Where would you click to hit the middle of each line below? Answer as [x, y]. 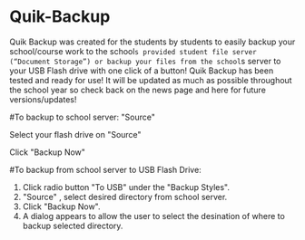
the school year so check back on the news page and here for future [138, 90]
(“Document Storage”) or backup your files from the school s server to [145, 61]
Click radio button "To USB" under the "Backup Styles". [126, 187]
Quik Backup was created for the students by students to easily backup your [152, 42]
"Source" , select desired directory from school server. [125, 197]
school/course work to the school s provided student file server [133, 51]
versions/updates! [43, 99]
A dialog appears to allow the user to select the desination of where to [154, 216]
